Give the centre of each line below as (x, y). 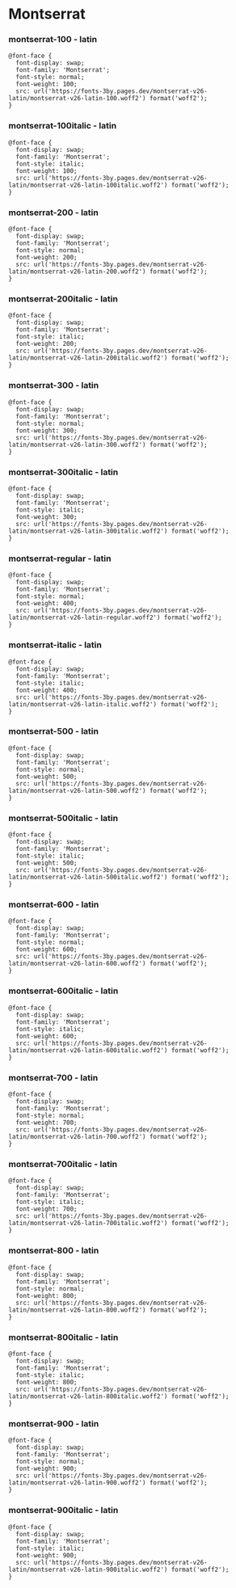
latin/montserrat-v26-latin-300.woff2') (78, 444)
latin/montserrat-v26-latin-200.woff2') (78, 272)
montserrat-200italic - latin (63, 299)
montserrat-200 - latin (53, 213)
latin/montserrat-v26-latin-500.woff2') (78, 790)
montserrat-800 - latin (54, 1251)
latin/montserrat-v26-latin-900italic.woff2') (88, 1569)
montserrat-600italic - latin (63, 991)
